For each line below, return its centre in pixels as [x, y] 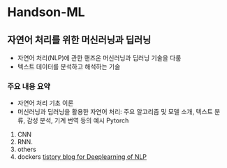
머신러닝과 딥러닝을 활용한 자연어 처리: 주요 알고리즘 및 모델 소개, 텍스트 [115, 112]
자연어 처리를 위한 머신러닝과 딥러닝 [79, 40]
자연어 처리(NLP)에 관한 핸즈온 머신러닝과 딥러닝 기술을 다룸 [99, 58]
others [27, 149]
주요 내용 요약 [29, 86]
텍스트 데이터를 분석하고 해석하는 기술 [69, 66]
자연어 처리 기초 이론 [45, 103]
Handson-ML [46, 12]
